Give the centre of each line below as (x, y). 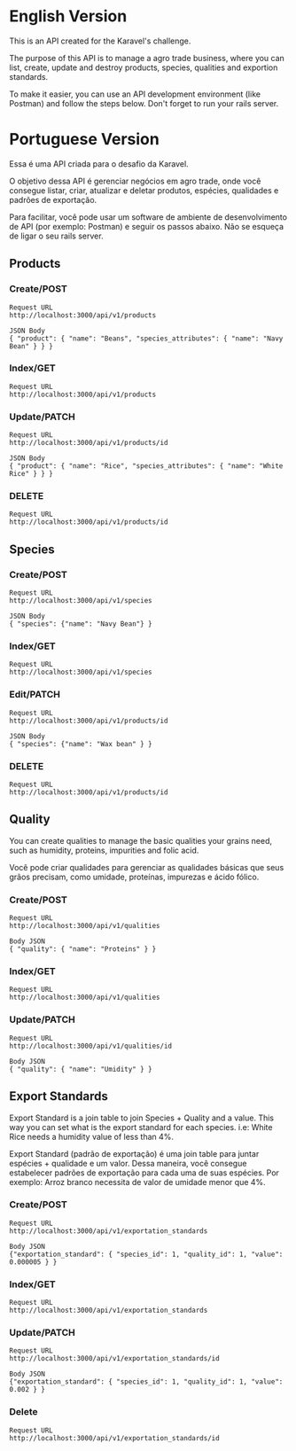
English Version (68, 16)
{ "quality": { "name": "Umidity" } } (81, 1069)
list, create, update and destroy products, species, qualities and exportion (144, 67)
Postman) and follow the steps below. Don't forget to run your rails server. (144, 103)
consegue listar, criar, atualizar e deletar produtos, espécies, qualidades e (144, 190)
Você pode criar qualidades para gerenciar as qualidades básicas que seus (147, 867)
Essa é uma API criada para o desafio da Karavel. (99, 164)
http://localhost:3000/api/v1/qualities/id (91, 1046)
